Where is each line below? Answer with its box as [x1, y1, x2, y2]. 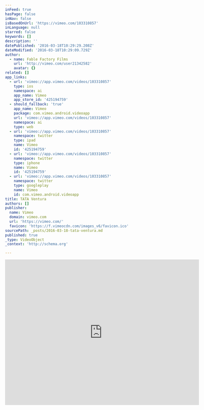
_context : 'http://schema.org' [5, 242, 68, 246]
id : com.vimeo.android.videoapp [14, 192, 79, 197]
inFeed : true [5, 7, 31, 12]
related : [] [5, 70, 29, 75]
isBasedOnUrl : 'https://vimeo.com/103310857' [5, 20, 98, 26]
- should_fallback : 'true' [9, 102, 64, 107]
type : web [14, 124, 34, 129]
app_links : [5, 75, 27, 80]
